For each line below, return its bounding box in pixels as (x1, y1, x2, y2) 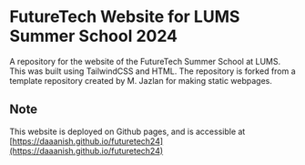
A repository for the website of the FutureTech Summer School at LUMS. (9, 56, 281, 67)
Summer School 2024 (9, 26, 178, 46)
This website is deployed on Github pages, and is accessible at (9, 126, 246, 137)
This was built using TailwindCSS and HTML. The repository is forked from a (9, 66, 296, 77)
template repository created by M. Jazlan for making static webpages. (9, 75, 273, 86)
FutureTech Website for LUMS (9, 6, 240, 27)
